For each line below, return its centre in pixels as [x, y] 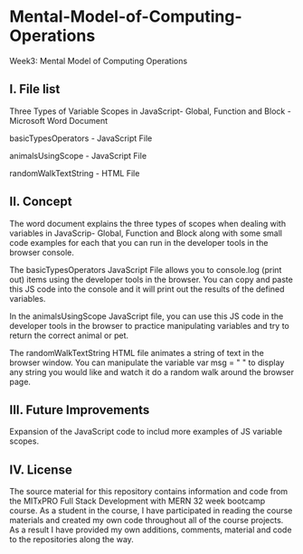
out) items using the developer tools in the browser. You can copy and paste [151, 279]
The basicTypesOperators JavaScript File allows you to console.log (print [146, 269]
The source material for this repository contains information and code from [149, 492]
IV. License [41, 469]
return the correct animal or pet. [69, 335]
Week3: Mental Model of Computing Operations [99, 61]
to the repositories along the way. [71, 540]
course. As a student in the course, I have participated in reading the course [151, 511]
